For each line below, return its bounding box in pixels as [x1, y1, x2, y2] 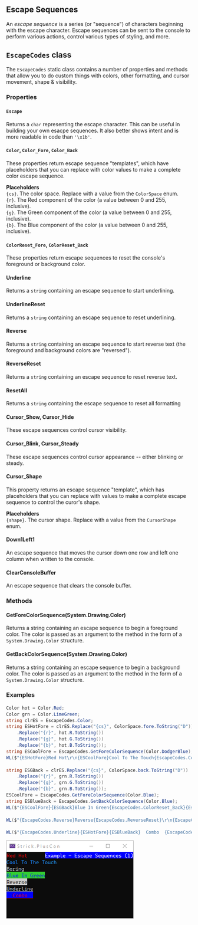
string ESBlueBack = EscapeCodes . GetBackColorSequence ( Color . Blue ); [6, 798, 178, 804]
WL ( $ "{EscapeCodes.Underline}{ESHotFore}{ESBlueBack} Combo [6, 829, 160, 835]
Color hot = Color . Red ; [6, 705, 65, 711]
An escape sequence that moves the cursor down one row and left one [6, 549, 179, 556]
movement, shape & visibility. [6, 78, 77, 85]
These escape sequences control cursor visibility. [6, 427, 127, 434]
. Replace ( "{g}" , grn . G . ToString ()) [16, 780, 104, 786]
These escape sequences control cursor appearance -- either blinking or [6, 453, 184, 460]
